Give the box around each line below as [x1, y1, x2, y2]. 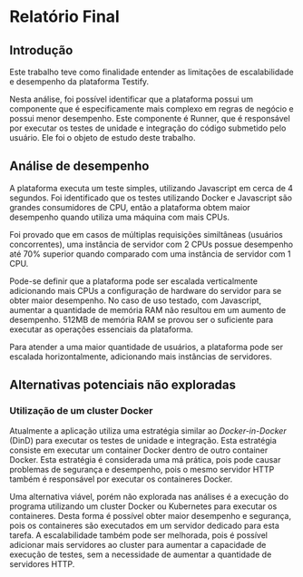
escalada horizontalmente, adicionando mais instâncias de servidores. [9, 351, 272, 362]
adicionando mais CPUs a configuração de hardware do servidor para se [9, 285, 282, 296]
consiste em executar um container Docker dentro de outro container [9, 445, 269, 455]
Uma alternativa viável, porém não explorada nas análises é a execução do [9, 491, 288, 502]
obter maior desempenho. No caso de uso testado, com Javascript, [9, 295, 262, 306]
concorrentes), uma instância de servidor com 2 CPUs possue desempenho [9, 239, 293, 249]
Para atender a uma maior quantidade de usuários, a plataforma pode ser [9, 341, 284, 352]
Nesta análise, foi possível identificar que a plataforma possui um [9, 93, 254, 104]
